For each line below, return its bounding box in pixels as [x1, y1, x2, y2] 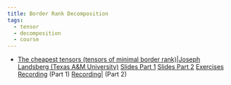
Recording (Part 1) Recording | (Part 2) [17, 70, 127, 79]
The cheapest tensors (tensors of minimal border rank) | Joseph [17, 55, 201, 63]
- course [13, 36, 39, 43]
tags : [7, 17, 23, 24]
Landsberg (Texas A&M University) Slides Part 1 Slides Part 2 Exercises [17, 63, 224, 71]
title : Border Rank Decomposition [7, 10, 109, 17]
